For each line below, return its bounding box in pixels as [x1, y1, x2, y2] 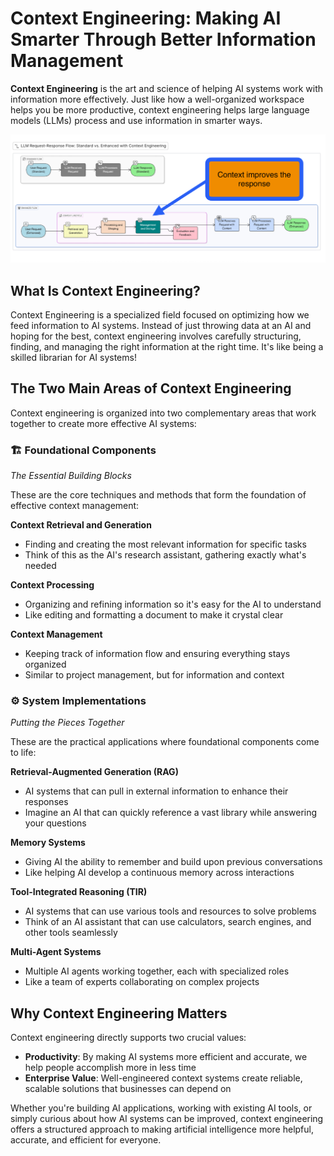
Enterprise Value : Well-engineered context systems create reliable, [24, 1072, 303, 1084]
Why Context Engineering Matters [10, 1005, 228, 1022]
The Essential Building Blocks [10, 470, 132, 482]
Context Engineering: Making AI [10, 7, 282, 30]
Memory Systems [10, 837, 86, 849]
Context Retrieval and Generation [10, 519, 152, 531]
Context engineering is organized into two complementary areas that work [10, 407, 317, 419]
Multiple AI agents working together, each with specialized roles [24, 965, 290, 977]
